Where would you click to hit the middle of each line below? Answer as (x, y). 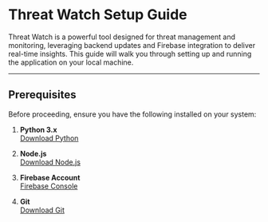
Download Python (49, 138)
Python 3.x (38, 129)
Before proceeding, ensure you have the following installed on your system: (132, 114)
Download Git (42, 210)
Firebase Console (49, 186)
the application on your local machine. (71, 62)
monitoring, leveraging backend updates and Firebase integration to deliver (132, 45)
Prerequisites (42, 95)
